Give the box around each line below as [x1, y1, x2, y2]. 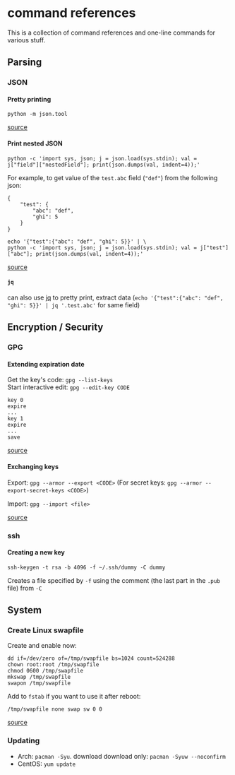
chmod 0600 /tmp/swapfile [7, 668, 83, 675]
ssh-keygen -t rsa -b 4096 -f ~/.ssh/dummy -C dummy [7, 564, 166, 571]
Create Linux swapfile [7, 625, 84, 635]
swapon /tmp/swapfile [7, 680, 71, 687]
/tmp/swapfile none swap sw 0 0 [7, 706, 102, 713]
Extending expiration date [7, 360, 85, 368]
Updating [7, 736, 40, 746]
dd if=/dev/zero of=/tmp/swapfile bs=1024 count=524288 [7, 655, 175, 662]
